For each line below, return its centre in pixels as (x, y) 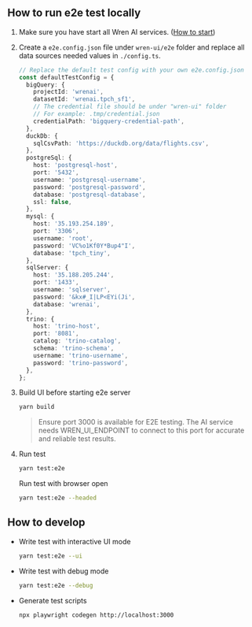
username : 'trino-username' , (81, 355)
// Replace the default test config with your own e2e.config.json (131, 70)
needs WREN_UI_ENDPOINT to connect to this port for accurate (141, 430)
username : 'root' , (63, 238)
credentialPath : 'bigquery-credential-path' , (109, 121)
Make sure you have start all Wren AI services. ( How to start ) (117, 32)
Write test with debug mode (64, 571)
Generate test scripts (53, 600)
